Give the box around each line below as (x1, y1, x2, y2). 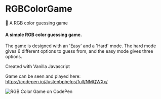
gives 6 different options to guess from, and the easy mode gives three (5, 48, 153, 54)
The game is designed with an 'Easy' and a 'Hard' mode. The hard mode (5, 43, 156, 49)
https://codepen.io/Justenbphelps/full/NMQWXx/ (5, 79, 108, 85)
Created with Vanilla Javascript (5, 63, 70, 70)
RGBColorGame (5, 3, 72, 15)
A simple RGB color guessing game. (5, 31, 82, 38)
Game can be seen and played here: (5, 73, 81, 79)
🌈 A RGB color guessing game (5, 20, 68, 26)
